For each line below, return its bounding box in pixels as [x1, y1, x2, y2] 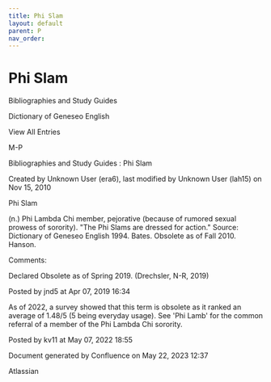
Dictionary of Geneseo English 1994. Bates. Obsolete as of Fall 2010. [8, 231, 236, 241]
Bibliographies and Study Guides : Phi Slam [8, 158, 152, 168]
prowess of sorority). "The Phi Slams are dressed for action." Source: [8, 223, 239, 233]
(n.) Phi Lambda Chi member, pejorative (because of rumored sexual [8, 214, 237, 224]
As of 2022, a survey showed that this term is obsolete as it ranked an [8, 302, 242, 312]
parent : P [8, 27, 42, 35]
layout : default [8, 19, 63, 27]
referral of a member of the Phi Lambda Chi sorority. [8, 320, 184, 330]
